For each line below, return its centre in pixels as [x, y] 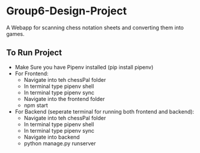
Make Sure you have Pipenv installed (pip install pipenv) [84, 67]
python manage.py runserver [60, 143]
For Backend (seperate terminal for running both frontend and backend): [105, 111]
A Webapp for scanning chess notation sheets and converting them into [95, 27]
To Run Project [34, 53]
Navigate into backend [52, 137]
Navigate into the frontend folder [64, 99]
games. [16, 33]
